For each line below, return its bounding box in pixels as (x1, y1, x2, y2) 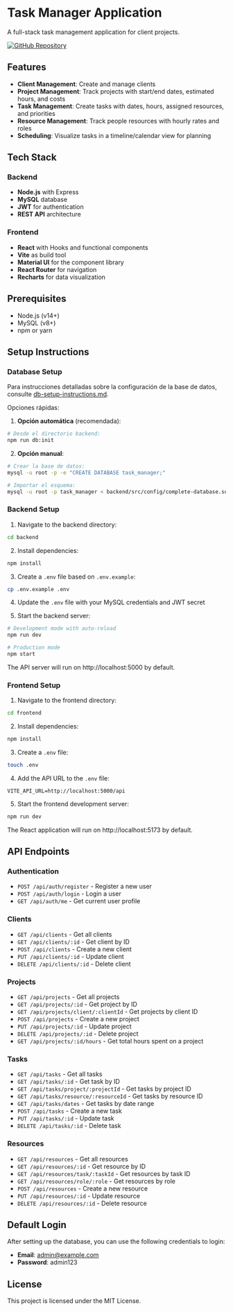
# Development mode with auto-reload (7, 625, 116, 632)
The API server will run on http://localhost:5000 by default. (7, 663, 175, 671)
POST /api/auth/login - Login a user (17, 889, 121, 898)
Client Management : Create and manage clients (17, 80, 156, 88)
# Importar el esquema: (7, 482, 76, 488)
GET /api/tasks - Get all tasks (17, 1070, 103, 1078)
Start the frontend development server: (17, 799, 130, 808)
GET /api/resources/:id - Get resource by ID (17, 1162, 146, 1170)
